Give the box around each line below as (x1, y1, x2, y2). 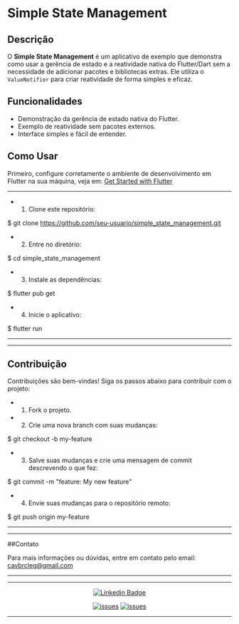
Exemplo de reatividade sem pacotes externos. (17, 122, 156, 130)
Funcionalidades (7, 95, 83, 108)
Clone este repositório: (28, 204, 96, 213)
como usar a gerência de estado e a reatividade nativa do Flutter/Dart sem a (7, 60, 231, 68)
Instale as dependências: (28, 275, 102, 284)
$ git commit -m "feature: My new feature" (7, 477, 132, 486)
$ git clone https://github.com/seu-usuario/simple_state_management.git (7, 219, 222, 227)
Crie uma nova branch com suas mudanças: (28, 421, 158, 430)
